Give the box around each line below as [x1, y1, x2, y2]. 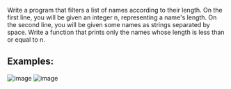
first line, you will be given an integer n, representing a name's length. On [7, 13, 217, 22]
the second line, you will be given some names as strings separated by [7, 21, 210, 29]
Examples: [7, 56, 54, 67]
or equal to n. [7, 35, 45, 44]
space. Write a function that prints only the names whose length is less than [7, 28, 225, 36]
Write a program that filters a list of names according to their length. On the [7, 6, 223, 14]
